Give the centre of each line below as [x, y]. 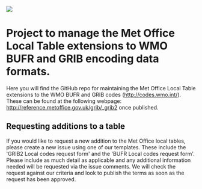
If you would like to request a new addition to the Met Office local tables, [96, 141]
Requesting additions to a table [66, 126]
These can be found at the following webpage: [64, 101]
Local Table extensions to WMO [87, 46]
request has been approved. [41, 179]
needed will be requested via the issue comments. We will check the [91, 166]
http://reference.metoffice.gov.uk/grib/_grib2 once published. [82, 107]
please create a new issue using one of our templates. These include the [96, 147]
